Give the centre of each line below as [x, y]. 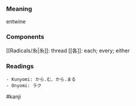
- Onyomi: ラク [24, 85]
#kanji [14, 97]
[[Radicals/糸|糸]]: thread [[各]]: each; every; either [68, 50]
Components [25, 37]
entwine [16, 22]
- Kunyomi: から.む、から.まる [41, 79]
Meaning [19, 9]
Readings [20, 66]
